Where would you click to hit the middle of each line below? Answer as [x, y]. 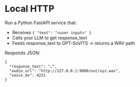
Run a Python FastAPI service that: [41, 23]
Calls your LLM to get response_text [50, 38]
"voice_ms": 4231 [28, 75]
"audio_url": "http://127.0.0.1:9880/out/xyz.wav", [65, 71]
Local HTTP [30, 9]
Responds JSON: [22, 53]
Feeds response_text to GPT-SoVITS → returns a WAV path [73, 43]
